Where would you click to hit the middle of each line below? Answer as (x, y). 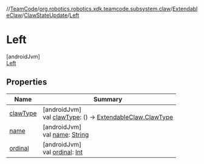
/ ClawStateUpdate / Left (51, 15)
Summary (108, 99)
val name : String (66, 134)
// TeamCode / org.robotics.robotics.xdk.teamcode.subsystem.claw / (90, 9)
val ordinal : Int (63, 152)
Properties (27, 82)
